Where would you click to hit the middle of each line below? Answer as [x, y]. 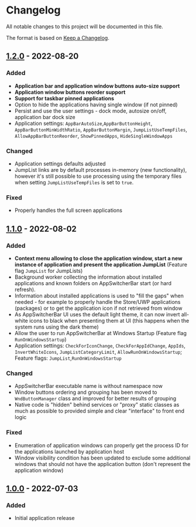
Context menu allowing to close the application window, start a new [98, 258]
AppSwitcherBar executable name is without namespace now [88, 386]
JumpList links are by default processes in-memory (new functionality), [101, 170]
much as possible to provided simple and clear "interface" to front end [99, 411]
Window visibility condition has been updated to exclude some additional [102, 458]
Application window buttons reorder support [70, 92]
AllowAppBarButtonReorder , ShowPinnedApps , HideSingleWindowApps [93, 136]
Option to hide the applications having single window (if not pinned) [96, 104]
